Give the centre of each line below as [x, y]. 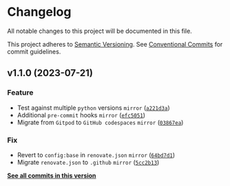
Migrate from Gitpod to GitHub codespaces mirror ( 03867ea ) [100, 122]
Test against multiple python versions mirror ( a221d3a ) [93, 108]
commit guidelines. [34, 51]
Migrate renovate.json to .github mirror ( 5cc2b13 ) [88, 162]
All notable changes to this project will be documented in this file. [100, 31]
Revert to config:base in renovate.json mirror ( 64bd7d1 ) [96, 154]
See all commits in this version [52, 175]
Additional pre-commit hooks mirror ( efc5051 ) [81, 115]
